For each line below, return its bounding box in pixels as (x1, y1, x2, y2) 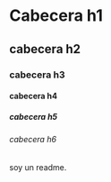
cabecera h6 (9, 134, 56, 145)
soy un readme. (9, 161, 67, 172)
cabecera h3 (9, 68, 65, 81)
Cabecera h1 (9, 5, 103, 26)
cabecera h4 (9, 91, 58, 102)
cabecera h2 (9, 41, 81, 57)
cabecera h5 (9, 111, 58, 122)
